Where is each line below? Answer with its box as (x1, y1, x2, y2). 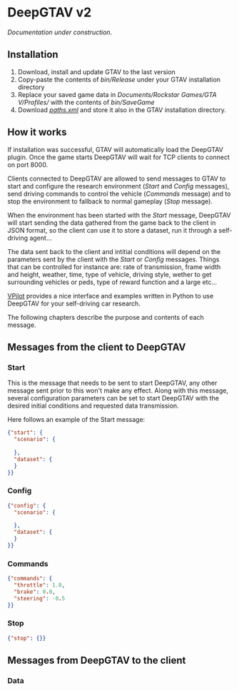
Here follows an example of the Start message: (7, 415, 146, 424)
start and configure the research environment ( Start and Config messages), (7, 181, 230, 190)
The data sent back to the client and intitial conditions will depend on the (7, 247, 221, 256)
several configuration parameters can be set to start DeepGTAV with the (7, 394, 220, 403)
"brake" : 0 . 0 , (14, 588, 56, 595)
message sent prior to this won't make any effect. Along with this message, (7, 386, 228, 395)
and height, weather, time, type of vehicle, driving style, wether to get (7, 270, 212, 278)
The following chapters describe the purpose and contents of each (7, 313, 205, 321)
